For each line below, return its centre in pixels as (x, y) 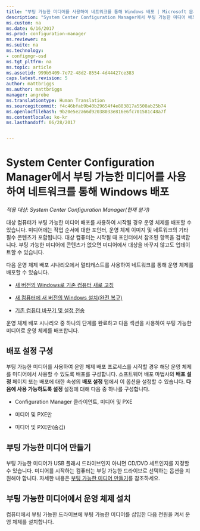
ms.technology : (25, 51)
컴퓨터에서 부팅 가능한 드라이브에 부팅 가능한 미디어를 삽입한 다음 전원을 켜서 (95, 514)
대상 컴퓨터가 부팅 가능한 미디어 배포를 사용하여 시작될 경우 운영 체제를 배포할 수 (99, 223)
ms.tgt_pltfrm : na (29, 61)
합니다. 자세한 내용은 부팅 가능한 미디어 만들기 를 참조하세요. (91, 478)
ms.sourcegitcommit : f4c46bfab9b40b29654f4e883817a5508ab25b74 (86, 106)
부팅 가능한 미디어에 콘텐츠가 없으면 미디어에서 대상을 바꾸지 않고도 (96, 245)
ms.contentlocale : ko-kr (37, 117)
